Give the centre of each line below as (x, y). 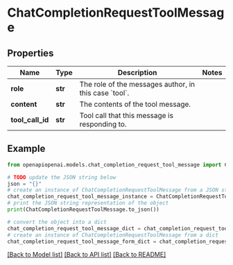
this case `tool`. (104, 93)
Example (26, 149)
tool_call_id (30, 120)
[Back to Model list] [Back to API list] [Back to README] (87, 255)
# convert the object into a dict (57, 222)
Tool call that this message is (126, 116)
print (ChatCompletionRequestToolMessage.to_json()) (83, 210)
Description (137, 72)
